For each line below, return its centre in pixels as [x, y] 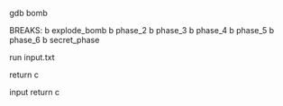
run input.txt [32, 57]
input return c [35, 92]
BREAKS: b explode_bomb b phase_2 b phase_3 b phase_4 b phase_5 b [142, 30]
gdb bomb [28, 13]
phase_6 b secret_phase [55, 40]
